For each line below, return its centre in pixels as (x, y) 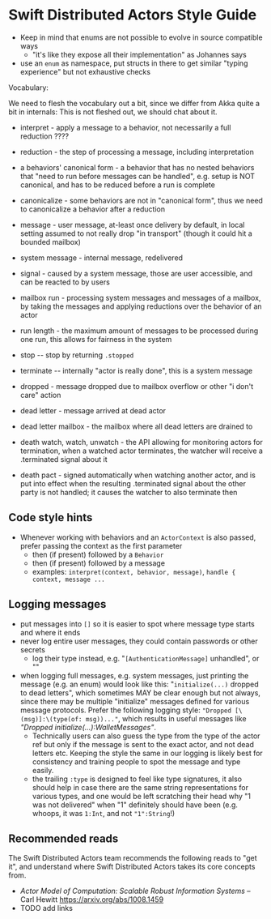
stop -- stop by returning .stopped (77, 355)
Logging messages (57, 604)
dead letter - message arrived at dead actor (93, 410)
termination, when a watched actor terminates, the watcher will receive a (141, 451)
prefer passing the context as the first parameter (101, 545)
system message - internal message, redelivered (102, 258)
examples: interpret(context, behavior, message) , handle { (134, 571)
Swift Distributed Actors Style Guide (133, 15)
